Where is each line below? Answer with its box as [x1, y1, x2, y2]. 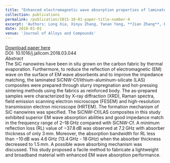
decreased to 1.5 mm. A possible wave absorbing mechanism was [5, 141, 143, 147]
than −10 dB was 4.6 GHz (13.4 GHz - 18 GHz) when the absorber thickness [5, 136, 161, 142]
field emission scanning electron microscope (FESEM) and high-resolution [5, 98, 160, 104]
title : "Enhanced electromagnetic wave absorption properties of [5, 7, 146, 13]
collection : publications [5, 12, 60, 17]
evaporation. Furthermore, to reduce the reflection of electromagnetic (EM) [5, 66, 162, 72]
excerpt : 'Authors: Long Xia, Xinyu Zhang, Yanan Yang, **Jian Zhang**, [5, 21, 162, 27]
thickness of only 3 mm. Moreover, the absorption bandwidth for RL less [5, 131, 155, 136]
